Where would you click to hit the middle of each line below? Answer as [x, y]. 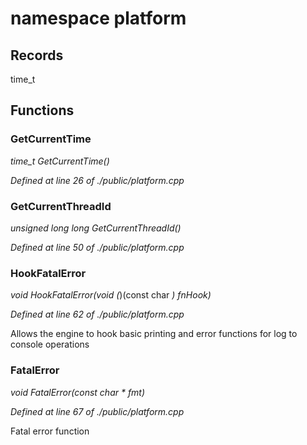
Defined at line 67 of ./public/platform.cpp [97, 411]
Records [37, 55]
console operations [50, 344]
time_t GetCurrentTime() [60, 161]
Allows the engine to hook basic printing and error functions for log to [154, 334]
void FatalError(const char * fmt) [78, 392]
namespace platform [98, 18]
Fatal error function [50, 431]
